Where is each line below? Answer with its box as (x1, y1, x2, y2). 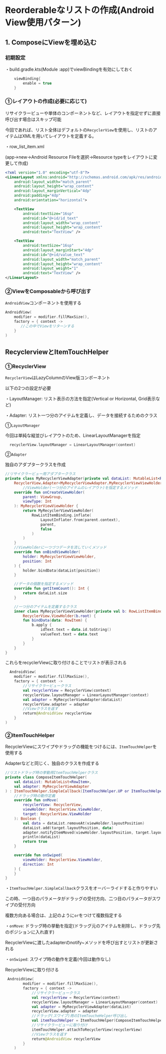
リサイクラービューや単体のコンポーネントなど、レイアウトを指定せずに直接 (5, 110, 161, 116)
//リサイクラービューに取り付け (31, 1023, 88, 1028)
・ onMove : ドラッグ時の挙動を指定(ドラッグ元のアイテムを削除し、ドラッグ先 (5, 923, 161, 929)
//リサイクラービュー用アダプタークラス (5, 472, 76, 477)
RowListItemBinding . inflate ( (31, 513, 92, 518)
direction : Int (23, 862, 54, 867)
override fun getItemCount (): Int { (14, 586, 90, 591)
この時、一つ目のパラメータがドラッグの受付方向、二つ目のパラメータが (5, 896, 152, 902)
